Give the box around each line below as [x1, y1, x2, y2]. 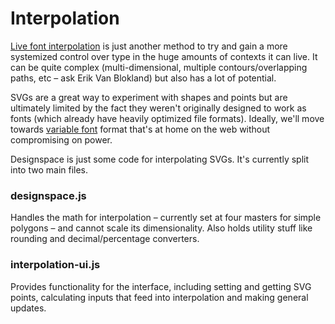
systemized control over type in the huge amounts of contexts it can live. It [10, 50, 318, 62]
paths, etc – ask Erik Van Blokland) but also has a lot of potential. [10, 72, 277, 84]
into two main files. [10, 163, 89, 176]
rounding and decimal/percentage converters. [10, 233, 200, 245]
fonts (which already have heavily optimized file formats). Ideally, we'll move [10, 112, 325, 124]
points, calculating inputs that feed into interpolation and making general [10, 291, 309, 303]
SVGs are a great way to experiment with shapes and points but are [10, 91, 288, 103]
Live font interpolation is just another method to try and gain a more [10, 40, 288, 52]
